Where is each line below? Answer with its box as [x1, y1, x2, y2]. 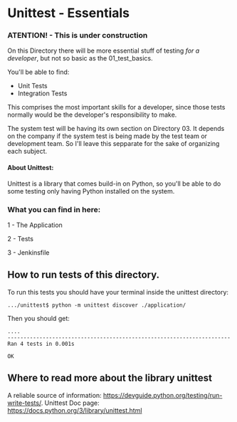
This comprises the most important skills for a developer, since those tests [7, 103, 226, 112]
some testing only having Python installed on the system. [7, 186, 175, 195]
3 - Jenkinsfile [7, 248, 50, 257]
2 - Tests [7, 234, 34, 243]
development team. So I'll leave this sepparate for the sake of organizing [7, 139, 220, 148]
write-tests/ [7, 399, 41, 407]
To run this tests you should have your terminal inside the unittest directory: [7, 288, 229, 296]
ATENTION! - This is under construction [7, 31, 148, 41]
